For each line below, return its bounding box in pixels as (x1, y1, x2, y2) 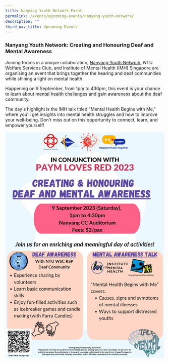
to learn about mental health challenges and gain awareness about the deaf (5, 91, 162, 97)
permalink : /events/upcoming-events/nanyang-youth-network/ (5, 13, 135, 19)
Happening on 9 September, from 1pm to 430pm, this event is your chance (5, 85, 160, 91)
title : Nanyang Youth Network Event (5, 8, 82, 13)
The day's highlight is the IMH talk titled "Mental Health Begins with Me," (5, 106, 156, 112)
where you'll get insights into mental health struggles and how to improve (5, 111, 158, 117)
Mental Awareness (5, 48, 52, 55)
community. (5, 96, 30, 102)
